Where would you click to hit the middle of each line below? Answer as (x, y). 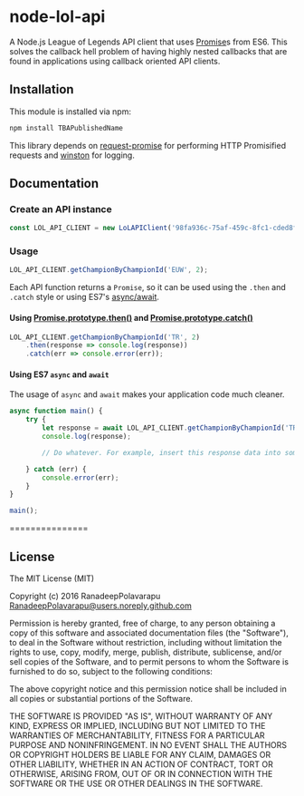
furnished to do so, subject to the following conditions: (111, 671)
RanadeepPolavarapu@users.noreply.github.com (100, 606)
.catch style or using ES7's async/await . (85, 297)
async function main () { (56, 411)
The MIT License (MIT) (52, 578)
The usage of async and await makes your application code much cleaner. (147, 394)
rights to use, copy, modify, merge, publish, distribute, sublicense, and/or (146, 652)
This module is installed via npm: (70, 112)
